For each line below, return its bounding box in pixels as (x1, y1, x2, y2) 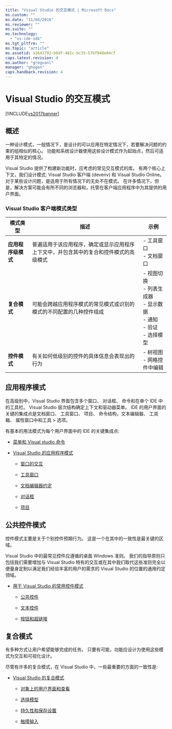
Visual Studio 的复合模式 (12, 675, 64, 681)
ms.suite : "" (5, 27, 33, 32)
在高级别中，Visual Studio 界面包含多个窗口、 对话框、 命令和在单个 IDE (5, 397, 158, 404)
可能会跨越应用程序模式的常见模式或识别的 (32, 301, 135, 308)
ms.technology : (5, 31, 38, 36)
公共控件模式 (5, 521, 46, 529)
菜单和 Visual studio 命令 (12, 438, 66, 445)
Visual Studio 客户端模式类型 (5, 205, 77, 212)
